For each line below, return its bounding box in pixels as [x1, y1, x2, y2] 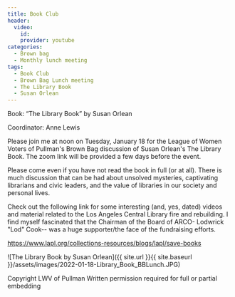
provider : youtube [20, 37, 75, 44]
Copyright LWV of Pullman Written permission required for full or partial [7, 274, 217, 283]
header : [7, 17, 31, 24]
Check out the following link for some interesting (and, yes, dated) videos [7, 202, 223, 211]
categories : [7, 43, 43, 51]
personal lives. [7, 189, 51, 197]
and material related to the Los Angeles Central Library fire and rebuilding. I [7, 210, 229, 219]
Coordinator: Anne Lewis [7, 123, 80, 132]
